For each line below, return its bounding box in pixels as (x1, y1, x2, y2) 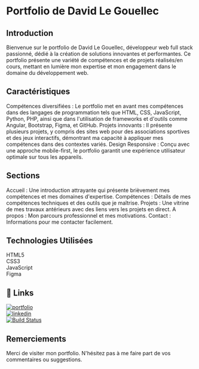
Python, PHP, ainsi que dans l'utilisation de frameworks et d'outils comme (6, 115, 188, 122)
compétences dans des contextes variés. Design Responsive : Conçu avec (6, 141, 190, 148)
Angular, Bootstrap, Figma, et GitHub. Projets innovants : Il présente (6, 121, 172, 129)
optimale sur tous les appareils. (6, 153, 84, 160)
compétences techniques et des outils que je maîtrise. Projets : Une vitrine (6, 199, 189, 206)
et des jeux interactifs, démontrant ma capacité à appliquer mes (6, 134, 164, 141)
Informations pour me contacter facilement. (6, 218, 114, 225)
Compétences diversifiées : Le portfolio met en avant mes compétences (6, 102, 183, 109)
